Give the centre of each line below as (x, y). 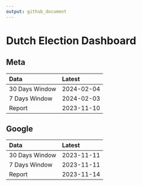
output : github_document (36, 11)
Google (20, 129)
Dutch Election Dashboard (71, 40)
